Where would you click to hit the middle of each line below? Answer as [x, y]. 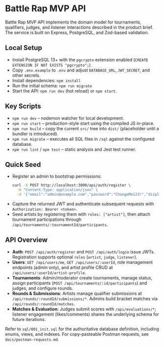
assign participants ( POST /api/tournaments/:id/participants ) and [80, 283]
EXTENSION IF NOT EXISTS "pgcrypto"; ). [52, 65]
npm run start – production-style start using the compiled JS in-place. [83, 123]
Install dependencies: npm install [46, 80]
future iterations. [29, 319]
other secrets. [26, 75]
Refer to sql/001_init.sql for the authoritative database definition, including [82, 329]
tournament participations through [47, 219]
